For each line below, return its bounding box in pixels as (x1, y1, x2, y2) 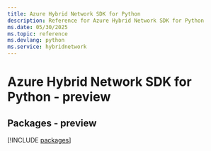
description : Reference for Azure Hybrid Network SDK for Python (7, 17, 204, 24)
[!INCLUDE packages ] (7, 136, 72, 144)
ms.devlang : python (7, 37, 65, 44)
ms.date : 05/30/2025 (7, 23, 69, 30)
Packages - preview (7, 117, 97, 129)
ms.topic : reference (7, 30, 69, 38)
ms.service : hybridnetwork (7, 43, 87, 50)
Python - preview (7, 89, 111, 105)
